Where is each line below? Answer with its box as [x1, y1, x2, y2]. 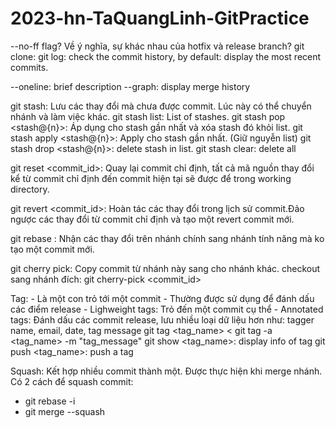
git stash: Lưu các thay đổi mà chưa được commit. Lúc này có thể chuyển [10, 100, 312, 112]
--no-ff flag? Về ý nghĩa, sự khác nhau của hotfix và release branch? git [10, 40, 305, 52]
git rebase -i [24, 395, 76, 407]
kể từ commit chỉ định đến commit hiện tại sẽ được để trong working [10, 172, 292, 184]
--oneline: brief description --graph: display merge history [10, 80, 251, 92]
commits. [10, 61, 49, 73]
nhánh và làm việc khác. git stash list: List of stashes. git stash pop [10, 110, 286, 122]
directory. [10, 183, 50, 195]
